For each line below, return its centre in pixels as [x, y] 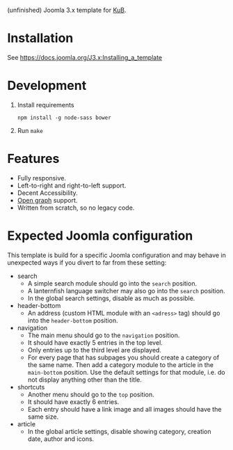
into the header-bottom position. [73, 320]
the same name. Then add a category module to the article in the [121, 364]
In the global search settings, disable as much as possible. [111, 298]
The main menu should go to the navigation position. [104, 335]
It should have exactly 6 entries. [73, 402]
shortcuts [31, 387]
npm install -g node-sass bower [64, 118]
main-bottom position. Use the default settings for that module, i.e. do [126, 372]
